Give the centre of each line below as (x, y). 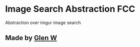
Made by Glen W (31, 38)
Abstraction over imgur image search (43, 23)
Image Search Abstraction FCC (70, 9)
